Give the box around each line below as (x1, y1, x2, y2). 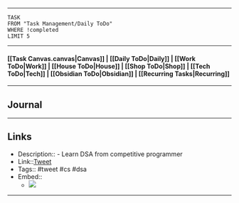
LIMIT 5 (7, 33, 31, 40)
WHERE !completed (7, 26, 59, 33)
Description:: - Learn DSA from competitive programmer (17, 150, 183, 158)
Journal (7, 99, 43, 111)
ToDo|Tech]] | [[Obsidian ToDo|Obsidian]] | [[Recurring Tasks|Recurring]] (7, 69, 230, 78)
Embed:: (17, 172, 43, 181)
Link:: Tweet (17, 157, 52, 165)
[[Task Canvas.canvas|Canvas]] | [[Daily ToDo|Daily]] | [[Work (7, 54, 196, 62)
